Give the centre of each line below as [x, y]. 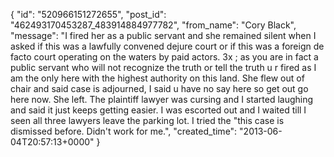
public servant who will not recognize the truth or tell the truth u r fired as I [163, 67]
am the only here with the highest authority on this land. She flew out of [157, 78]
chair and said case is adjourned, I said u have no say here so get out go [159, 88]
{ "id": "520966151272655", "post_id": [88, 14]
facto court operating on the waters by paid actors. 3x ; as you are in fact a [164, 57]
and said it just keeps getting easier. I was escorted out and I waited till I [158, 110]
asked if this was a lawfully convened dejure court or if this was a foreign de [167, 46]
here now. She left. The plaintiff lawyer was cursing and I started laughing [162, 99]
